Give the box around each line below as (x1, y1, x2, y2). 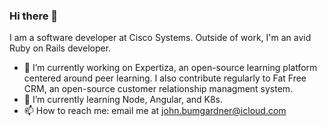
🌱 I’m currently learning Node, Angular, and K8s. (23, 94, 224, 106)
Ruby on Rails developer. (9, 42, 112, 54)
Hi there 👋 (9, 9, 59, 23)
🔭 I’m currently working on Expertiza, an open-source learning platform (23, 62, 318, 74)
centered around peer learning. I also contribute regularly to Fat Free (23, 72, 307, 84)
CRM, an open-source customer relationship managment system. (23, 83, 294, 95)
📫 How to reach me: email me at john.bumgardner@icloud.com (23, 105, 287, 117)
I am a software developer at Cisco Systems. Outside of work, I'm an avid (9, 32, 312, 44)
